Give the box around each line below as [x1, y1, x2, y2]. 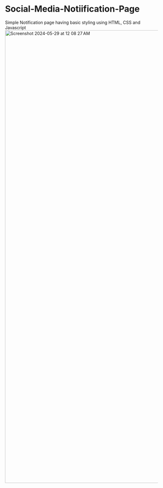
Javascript [5, 24, 26, 30]
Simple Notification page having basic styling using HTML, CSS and [5, 19, 141, 25]
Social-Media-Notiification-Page [5, 3, 140, 15]
